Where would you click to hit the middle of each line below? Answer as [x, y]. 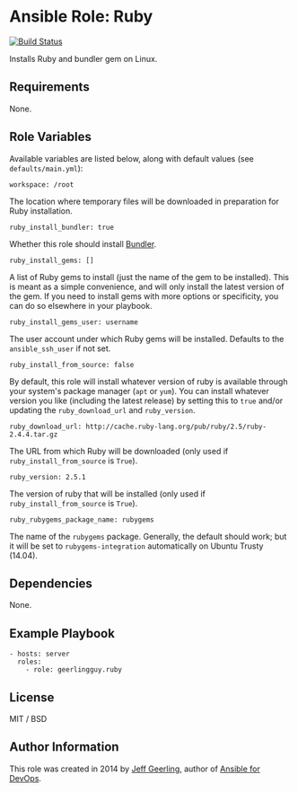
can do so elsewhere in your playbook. [81, 305]
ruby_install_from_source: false [72, 365]
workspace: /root [42, 185]
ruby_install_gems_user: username [74, 322]
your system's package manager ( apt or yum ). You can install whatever [139, 391]
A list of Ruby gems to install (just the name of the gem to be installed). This [149, 277]
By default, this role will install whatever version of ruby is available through [149, 381]
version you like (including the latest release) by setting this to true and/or [146, 400]
